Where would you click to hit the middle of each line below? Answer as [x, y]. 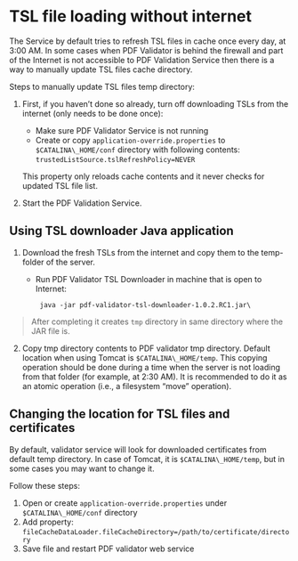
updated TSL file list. [60, 185]
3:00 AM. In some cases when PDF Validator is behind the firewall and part [146, 50]
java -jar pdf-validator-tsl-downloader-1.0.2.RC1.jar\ [145, 305]
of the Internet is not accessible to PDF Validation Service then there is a [142, 60]
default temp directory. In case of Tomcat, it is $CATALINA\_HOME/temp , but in [147, 459]
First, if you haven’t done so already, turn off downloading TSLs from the [155, 103]
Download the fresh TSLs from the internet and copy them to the [141, 252]
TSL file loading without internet [130, 16]
